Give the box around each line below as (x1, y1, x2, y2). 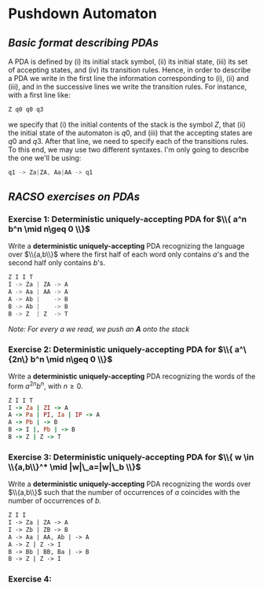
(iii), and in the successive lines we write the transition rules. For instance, (8, 82, 247, 91)
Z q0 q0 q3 (8, 105, 44, 113)
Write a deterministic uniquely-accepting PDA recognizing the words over (8, 479, 251, 489)
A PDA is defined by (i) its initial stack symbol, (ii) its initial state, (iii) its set (8, 57, 248, 66)
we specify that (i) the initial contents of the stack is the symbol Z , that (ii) (8, 120, 246, 129)
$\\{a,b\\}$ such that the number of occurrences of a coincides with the (8, 488, 241, 497)
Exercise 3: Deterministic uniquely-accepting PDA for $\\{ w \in (8, 452, 254, 463)
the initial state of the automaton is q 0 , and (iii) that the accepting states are (8, 127, 253, 138)
